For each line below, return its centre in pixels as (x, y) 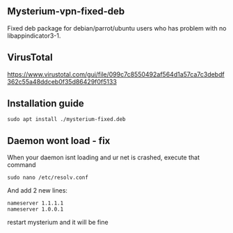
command (22, 165)
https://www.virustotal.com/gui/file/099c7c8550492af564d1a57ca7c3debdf (116, 74)
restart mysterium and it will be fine (58, 223)
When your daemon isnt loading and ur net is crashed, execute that (104, 158)
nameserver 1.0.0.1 (35, 209)
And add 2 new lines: (38, 191)
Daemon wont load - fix (59, 141)
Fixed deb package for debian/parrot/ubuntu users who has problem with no (117, 28)
